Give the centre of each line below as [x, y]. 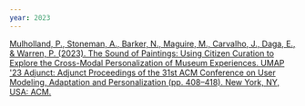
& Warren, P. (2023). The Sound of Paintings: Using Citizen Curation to [142, 53]
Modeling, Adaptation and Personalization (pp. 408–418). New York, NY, [145, 82]
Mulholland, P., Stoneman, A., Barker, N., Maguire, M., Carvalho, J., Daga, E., [152, 43]
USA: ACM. [30, 92]
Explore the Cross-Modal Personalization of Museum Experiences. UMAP [147, 63]
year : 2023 [30, 18]
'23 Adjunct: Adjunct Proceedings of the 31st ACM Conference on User [142, 72]
